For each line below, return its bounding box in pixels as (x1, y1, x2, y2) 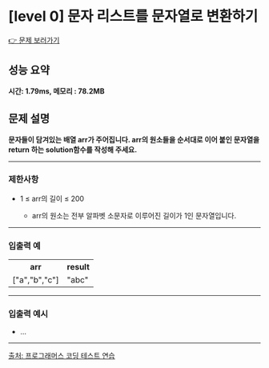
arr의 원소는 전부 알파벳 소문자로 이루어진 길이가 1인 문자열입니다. (31, 210, 237, 220)
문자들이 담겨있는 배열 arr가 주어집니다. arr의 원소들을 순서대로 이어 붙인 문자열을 (8, 134, 260, 144)
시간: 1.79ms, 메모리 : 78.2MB (8, 86, 105, 96)
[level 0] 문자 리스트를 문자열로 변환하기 (8, 7, 259, 26)
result (66, 262, 90, 273)
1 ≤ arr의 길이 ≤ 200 (19, 194, 85, 203)
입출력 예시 (8, 309, 49, 320)
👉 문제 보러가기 (8, 35, 60, 45)
